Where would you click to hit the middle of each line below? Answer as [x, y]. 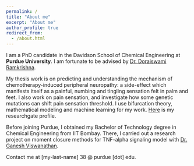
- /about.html [28, 38]
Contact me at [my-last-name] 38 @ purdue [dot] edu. [71, 157]
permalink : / [22, 11]
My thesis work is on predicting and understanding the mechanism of [89, 79]
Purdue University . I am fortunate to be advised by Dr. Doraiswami [86, 61]
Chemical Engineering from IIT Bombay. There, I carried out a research [91, 133]
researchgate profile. [31, 116]
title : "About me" [28, 17]
